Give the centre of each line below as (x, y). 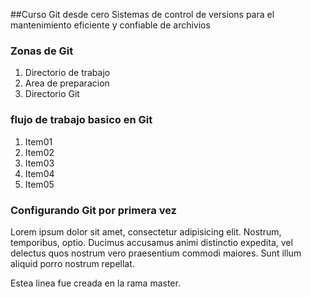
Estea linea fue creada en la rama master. (95, 283)
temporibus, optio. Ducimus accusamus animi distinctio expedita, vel (151, 242)
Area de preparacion (67, 83)
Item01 (38, 141)
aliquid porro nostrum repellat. (72, 263)
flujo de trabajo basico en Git (81, 120)
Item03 (39, 163)
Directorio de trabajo (67, 73)
